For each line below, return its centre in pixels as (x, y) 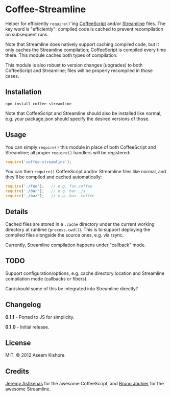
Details (17, 212)
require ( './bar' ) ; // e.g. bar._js (45, 191)
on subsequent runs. (27, 34)
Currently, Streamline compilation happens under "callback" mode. (76, 245)
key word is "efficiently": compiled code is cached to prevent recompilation (84, 29)
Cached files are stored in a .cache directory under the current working (80, 224)
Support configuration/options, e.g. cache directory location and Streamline (85, 273)
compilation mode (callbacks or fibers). (46, 278)
